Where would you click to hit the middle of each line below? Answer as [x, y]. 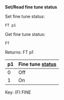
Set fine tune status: [25, 16]
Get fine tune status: [25, 34]
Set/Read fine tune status [31, 7]
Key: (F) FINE [18, 92]
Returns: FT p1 [19, 52]
